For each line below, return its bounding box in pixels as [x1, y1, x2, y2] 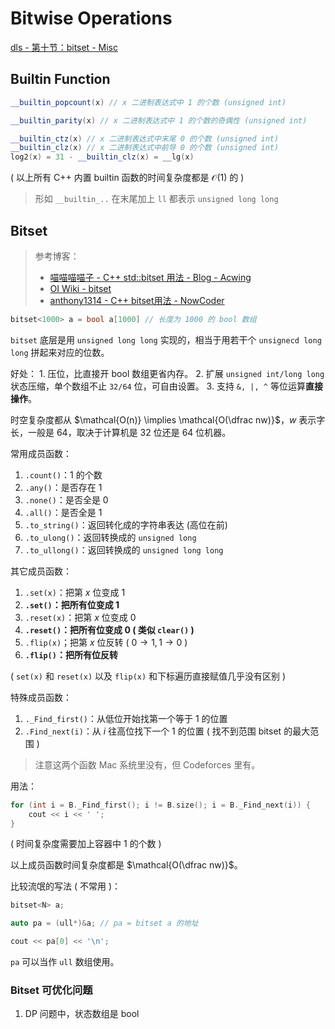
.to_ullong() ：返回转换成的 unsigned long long [24, 543, 224, 556]
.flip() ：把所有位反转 [24, 648, 118, 661]
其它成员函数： [10, 565, 72, 577]
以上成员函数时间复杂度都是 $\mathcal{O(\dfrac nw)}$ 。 [10, 859, 243, 871]
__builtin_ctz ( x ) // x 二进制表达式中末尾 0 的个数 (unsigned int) [10, 133, 280, 144]
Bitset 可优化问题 [10, 983, 93, 997]
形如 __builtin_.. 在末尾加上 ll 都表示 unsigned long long [34, 193, 279, 205]
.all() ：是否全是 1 [24, 506, 103, 518]
